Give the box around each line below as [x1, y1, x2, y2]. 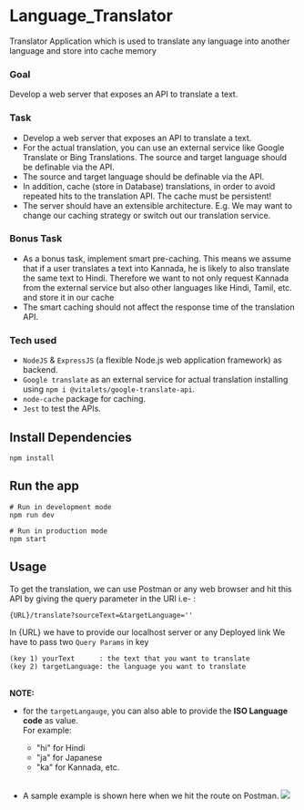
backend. [22, 364, 58, 375]
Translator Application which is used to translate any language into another [9, 36, 290, 46]
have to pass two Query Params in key [9, 636, 149, 647]
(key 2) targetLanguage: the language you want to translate [9, 661, 247, 671]
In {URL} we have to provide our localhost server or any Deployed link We [9, 626, 286, 638]
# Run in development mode [9, 502, 112, 511]
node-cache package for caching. [22, 394, 147, 405]
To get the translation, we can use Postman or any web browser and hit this [9, 583, 293, 594]
